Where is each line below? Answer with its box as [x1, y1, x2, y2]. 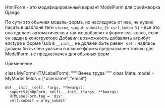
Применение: [5, 61, 34, 66]
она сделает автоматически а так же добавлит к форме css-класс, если [5, 30, 159, 35]
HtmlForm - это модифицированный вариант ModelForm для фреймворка [5, 4, 161, 10]
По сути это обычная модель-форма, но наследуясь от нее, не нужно [5, 19, 154, 25]
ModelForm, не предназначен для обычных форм [5, 51, 110, 57]
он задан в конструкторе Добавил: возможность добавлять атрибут [5, 35, 150, 41]
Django [5, 9, 20, 15]
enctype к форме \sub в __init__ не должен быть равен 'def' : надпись [5, 40, 156, 46]
